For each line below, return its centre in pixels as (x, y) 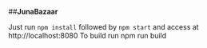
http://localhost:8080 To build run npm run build (88, 36)
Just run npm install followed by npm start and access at (103, 27)
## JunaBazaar (33, 12)
